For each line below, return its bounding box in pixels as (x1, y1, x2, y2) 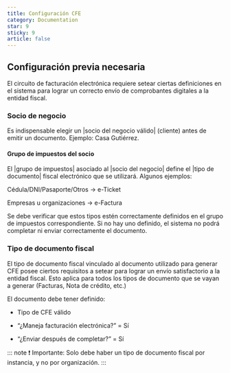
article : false (7, 36, 51, 43)
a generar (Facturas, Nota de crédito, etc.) (7, 281, 127, 289)
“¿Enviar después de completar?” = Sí (16, 335, 124, 343)
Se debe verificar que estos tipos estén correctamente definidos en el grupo (7, 212, 224, 221)
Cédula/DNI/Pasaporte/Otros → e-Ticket (7, 185, 122, 194)
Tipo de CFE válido (16, 308, 71, 316)
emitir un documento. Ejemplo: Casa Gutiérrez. (7, 134, 139, 142)
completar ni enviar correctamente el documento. (7, 227, 148, 235)
